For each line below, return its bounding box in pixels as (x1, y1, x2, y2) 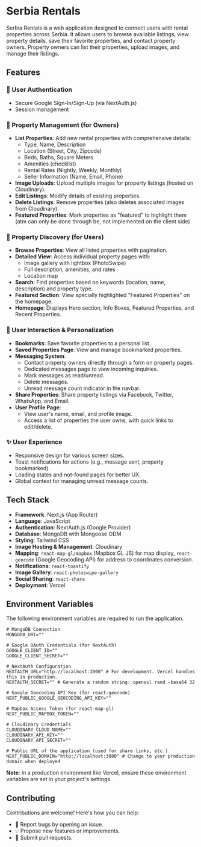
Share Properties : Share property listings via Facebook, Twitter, (14, 391, 174, 398)
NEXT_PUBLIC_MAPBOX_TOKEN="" (6, 711, 79, 717)
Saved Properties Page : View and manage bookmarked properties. (14, 346, 182, 353)
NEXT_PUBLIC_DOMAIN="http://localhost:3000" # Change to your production (6, 753, 196, 759)
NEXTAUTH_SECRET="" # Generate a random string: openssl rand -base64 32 (6, 679, 196, 686)
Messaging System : (14, 352, 66, 360)
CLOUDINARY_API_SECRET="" (6, 738, 71, 744)
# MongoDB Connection (6, 627, 61, 633)
